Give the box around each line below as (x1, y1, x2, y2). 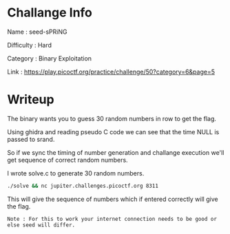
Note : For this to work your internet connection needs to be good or (7, 215, 217, 222)
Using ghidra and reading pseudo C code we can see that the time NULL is (7, 127, 220, 136)
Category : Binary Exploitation (7, 54, 92, 63)
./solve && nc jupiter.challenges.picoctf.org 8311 (7, 182, 158, 189)
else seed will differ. (7, 222, 76, 228)
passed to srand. (7, 135, 55, 143)
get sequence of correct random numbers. (7, 156, 129, 164)
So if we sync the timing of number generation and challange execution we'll (7, 148, 224, 156)
